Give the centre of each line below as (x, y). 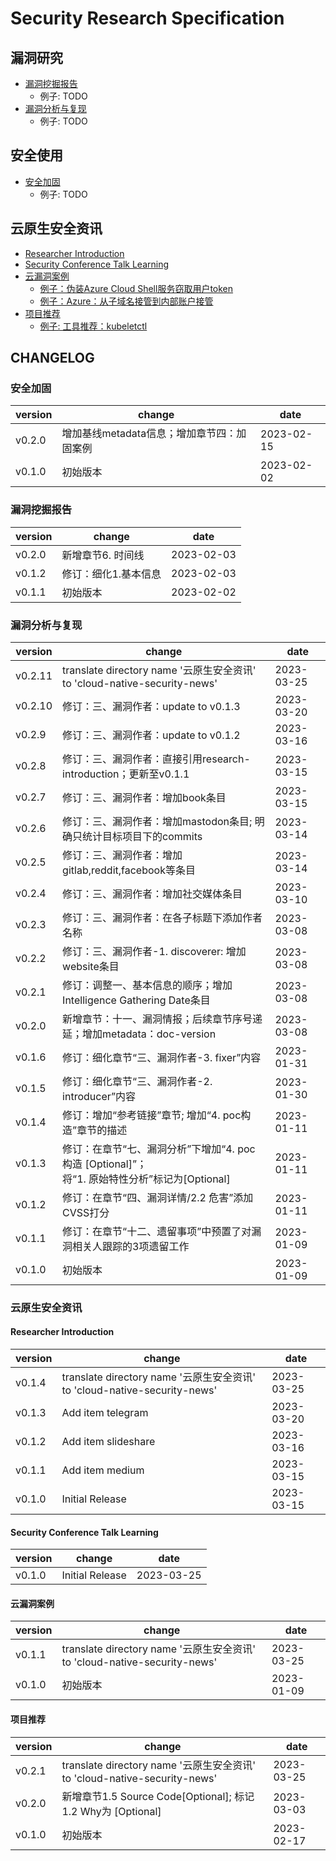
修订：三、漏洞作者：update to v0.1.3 (151, 706)
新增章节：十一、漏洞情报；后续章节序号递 (162, 1019)
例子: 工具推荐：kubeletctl (93, 326)
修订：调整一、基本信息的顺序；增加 (147, 985)
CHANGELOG (52, 358)
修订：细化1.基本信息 (111, 574)
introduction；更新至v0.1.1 (126, 774)
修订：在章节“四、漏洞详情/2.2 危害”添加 (158, 1197)
